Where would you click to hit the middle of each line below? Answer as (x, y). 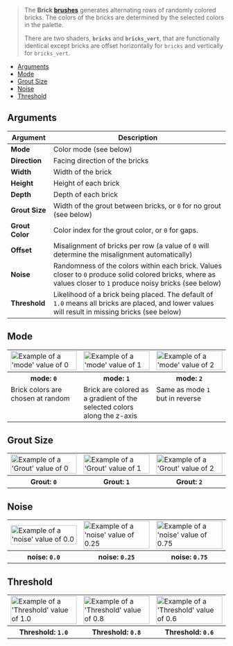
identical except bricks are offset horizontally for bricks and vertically (123, 46)
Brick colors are (36, 389)
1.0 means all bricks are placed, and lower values (133, 303)
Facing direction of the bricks (101, 161)
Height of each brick (86, 183)
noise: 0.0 (44, 557)
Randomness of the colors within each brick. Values (137, 266)
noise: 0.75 (189, 557)
